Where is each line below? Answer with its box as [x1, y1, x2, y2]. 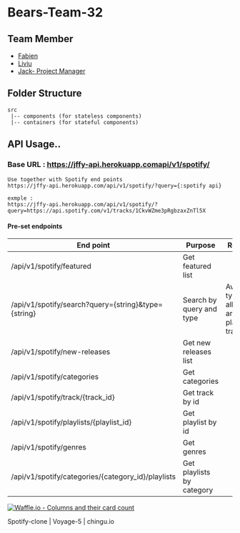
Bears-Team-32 [7, 4, 104, 21]
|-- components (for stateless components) [10, 112, 142, 120]
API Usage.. [7, 138, 61, 151]
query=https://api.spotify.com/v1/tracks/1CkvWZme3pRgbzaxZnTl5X [7, 207, 206, 214]
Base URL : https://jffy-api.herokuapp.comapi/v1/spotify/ [7, 160, 210, 170]
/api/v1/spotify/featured [11, 261, 91, 271]
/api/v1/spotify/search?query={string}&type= [11, 299, 163, 309]
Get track [182, 387, 214, 397]
